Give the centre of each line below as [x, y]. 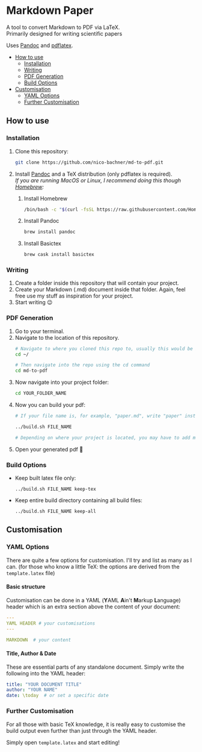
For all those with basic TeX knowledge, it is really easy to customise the [96, 724]
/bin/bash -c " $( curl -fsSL [59, 209]
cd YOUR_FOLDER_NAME [41, 394]
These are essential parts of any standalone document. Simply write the [95, 667]
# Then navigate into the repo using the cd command [82, 365]
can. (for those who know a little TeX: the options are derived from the [93, 566]
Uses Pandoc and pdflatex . [40, 45]
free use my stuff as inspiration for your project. [74, 296]
